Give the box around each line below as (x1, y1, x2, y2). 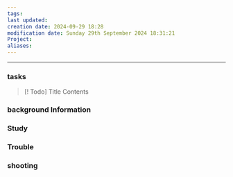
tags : (7, 10, 23, 17)
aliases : (7, 42, 33, 49)
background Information (7, 105, 92, 115)
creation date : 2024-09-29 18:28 (7, 23, 104, 30)
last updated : (7, 17, 49, 24)
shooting (7, 160, 38, 170)
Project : (7, 36, 33, 43)
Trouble (7, 142, 34, 152)
